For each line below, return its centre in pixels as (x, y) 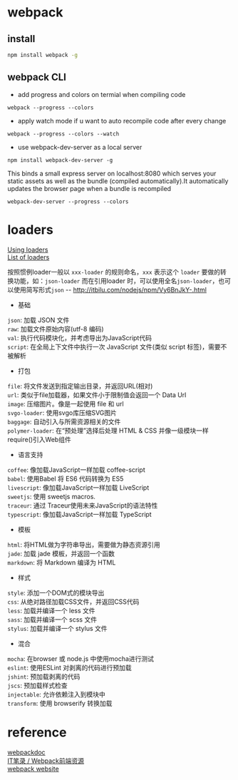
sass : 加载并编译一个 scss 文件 (52, 619)
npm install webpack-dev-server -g (60, 160)
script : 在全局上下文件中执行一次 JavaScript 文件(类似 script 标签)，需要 (114, 347)
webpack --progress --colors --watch (63, 134)
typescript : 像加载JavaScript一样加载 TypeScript (79, 514)
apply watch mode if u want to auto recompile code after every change (122, 120)
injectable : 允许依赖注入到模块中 (56, 694)
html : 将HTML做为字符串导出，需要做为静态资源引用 (84, 544)
